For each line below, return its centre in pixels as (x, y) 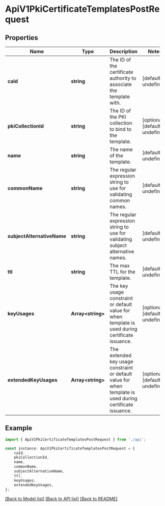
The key (119, 286)
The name (121, 149)
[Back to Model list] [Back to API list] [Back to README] (61, 499)
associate (121, 84)
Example (19, 428)
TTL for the (123, 272)
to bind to (121, 129)
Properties (22, 38)
